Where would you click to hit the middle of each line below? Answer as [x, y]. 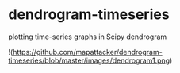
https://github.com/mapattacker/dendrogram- [88, 52]
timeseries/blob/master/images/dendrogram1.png [89, 60]
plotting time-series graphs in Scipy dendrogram [88, 36]
